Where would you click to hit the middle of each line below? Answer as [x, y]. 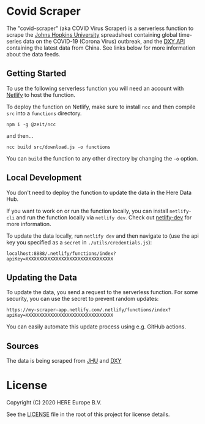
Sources [23, 346]
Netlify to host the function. [41, 95]
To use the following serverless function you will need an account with [95, 88]
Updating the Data [42, 277]
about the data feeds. [33, 54]
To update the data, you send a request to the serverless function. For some [102, 292]
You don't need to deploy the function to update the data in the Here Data [99, 192]
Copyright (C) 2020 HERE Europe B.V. [54, 403]
